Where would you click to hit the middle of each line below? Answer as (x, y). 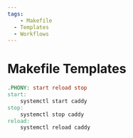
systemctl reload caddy (55, 128)
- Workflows (32, 34)
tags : (15, 14)
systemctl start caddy (54, 101)
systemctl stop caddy (52, 115)
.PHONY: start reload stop (47, 88)
